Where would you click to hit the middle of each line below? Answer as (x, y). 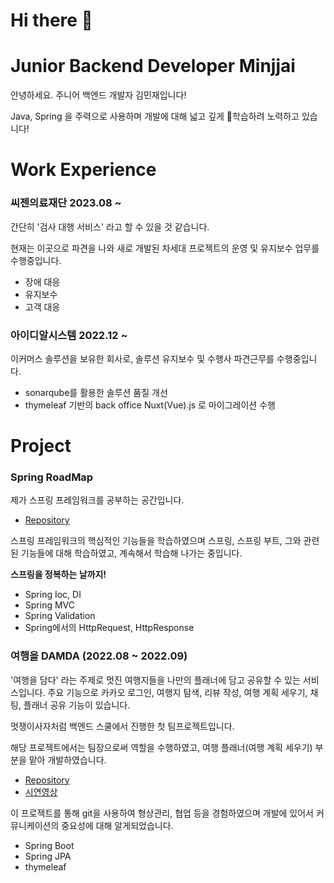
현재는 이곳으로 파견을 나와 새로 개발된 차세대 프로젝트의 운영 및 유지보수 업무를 (165, 248)
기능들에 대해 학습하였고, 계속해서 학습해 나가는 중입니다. (131, 553)
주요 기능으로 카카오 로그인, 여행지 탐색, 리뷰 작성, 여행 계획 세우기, (177, 692)
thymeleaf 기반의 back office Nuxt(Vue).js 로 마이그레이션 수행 (150, 405)
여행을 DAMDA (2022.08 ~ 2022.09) (99, 656)
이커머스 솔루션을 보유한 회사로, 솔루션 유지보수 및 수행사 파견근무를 (142, 358)
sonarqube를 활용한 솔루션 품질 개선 (96, 392)
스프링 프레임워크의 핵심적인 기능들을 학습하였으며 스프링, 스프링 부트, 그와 (156, 541)
